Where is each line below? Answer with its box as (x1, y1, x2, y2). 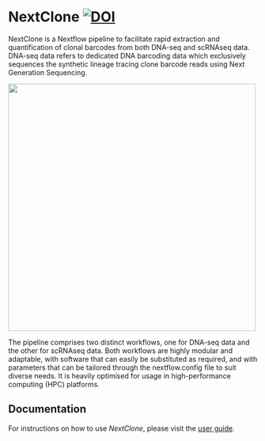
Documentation (8, 402, 87, 416)
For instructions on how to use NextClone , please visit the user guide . (8, 424, 235, 433)
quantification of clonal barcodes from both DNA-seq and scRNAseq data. (8, 42, 251, 51)
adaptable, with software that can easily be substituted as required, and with (8, 354, 258, 363)
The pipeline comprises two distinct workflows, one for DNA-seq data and (8, 337, 250, 347)
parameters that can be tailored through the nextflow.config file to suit (8, 363, 237, 372)
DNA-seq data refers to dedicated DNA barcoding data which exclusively (8, 51, 247, 60)
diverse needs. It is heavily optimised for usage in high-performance (8, 371, 232, 380)
